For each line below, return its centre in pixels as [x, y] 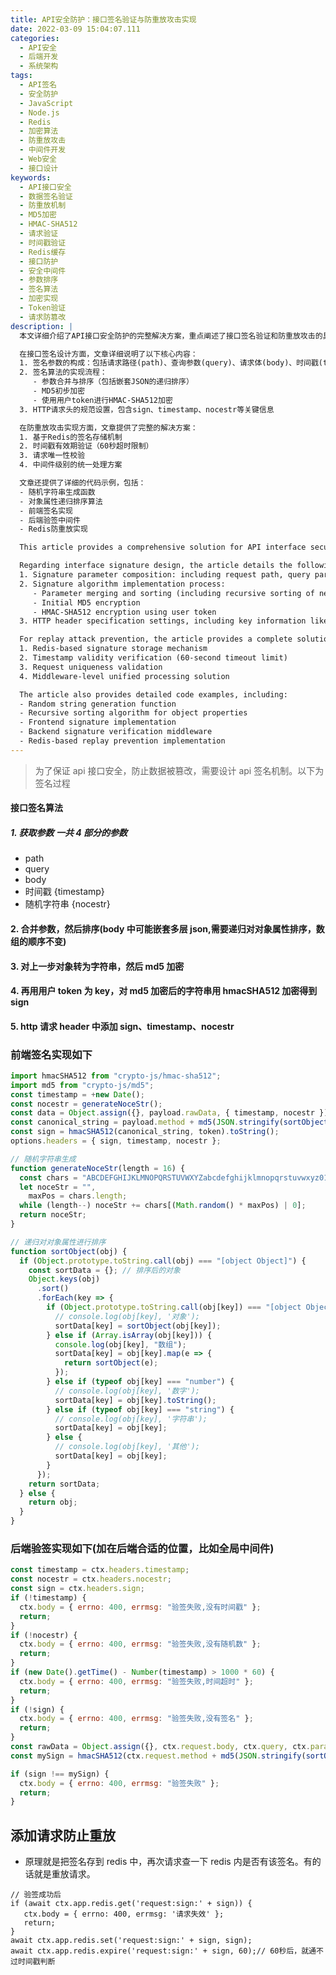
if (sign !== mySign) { [60, 1774]
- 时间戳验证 [43, 242]
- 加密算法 [39, 131]
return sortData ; [64, 1484]
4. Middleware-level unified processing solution [124, 676]
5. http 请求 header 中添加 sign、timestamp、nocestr [122, 1026]
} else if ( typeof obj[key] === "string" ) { [140, 1409]
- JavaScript [46, 103]
